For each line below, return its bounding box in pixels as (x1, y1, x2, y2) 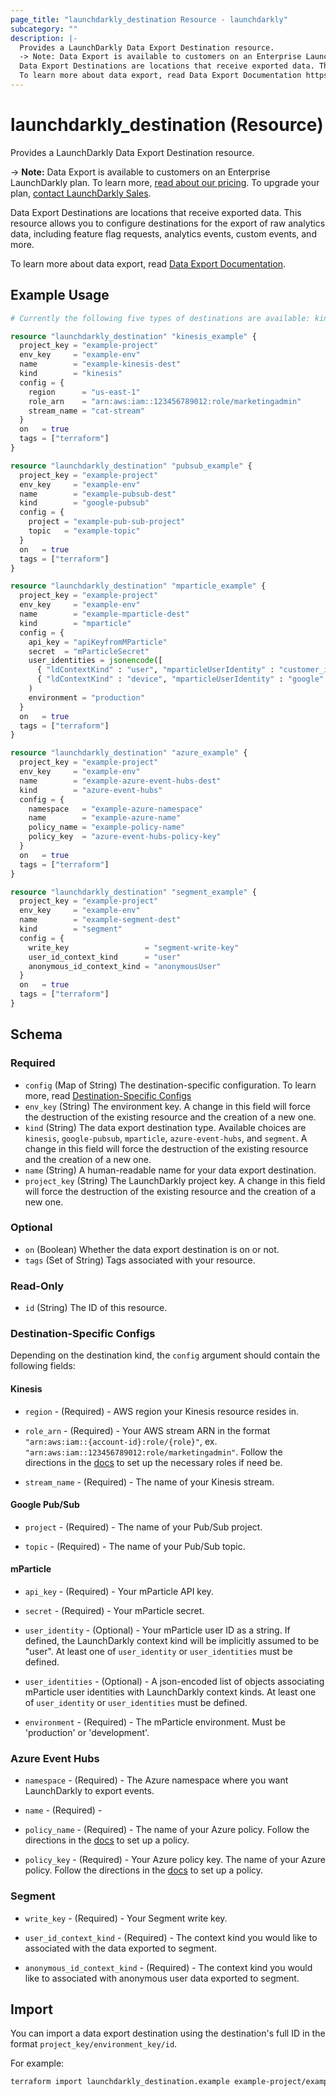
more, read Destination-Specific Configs (24, 1089, 192, 1101)
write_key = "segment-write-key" (28, 942, 240, 953)
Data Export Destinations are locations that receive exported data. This (10, 206, 302, 218)
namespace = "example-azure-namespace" (28, 804, 203, 814)
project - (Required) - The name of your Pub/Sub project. (24, 1521, 263, 1533)
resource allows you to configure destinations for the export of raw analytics (10, 217, 326, 229)
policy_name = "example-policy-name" (28, 822, 186, 833)
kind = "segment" (19, 924, 123, 934)
